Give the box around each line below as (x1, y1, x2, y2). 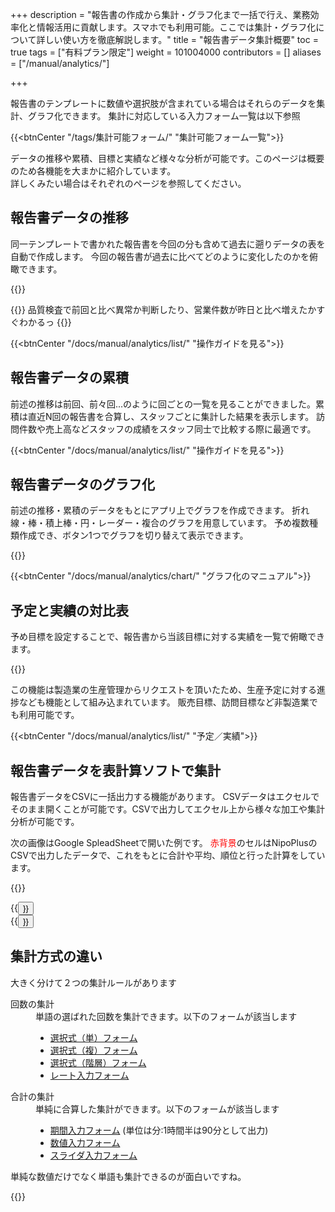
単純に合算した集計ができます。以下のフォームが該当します (35, 1103, 280, 1115)
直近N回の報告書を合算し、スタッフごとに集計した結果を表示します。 (27, 410, 315, 422)
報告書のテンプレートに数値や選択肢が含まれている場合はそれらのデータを (10, 98, 317, 109)
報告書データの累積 (10, 369, 129, 387)
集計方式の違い (10, 948, 103, 965)
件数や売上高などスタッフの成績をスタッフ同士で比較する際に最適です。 (18, 423, 317, 435)
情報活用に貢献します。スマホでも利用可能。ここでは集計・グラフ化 (36, 21, 317, 33)
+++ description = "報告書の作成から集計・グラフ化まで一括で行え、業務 (10, 9, 311, 20)
